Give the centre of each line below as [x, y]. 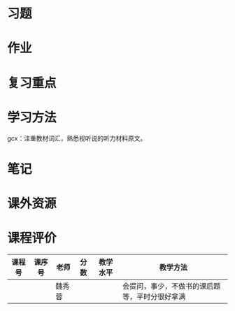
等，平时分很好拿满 [154, 296]
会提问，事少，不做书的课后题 [171, 286]
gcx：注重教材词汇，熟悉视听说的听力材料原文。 [77, 138]
